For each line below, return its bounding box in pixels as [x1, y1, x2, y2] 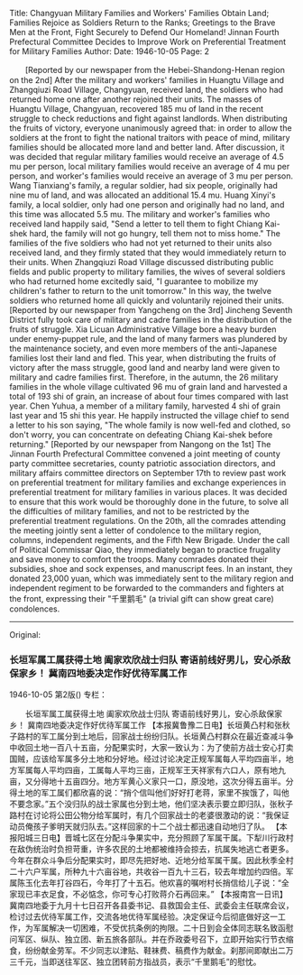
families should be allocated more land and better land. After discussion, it [9, 142, 286, 152]
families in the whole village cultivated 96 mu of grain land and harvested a [9, 382, 289, 391]
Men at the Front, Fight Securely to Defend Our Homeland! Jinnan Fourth [9, 27, 280, 37]
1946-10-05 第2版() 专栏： [9, 689, 108, 700]
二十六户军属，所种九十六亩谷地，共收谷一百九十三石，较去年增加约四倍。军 [9, 866, 294, 878]
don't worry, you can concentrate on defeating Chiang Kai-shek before [9, 429, 273, 440]
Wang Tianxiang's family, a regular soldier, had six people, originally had [9, 180, 278, 190]
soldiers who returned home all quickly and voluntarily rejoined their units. [9, 295, 285, 306]
